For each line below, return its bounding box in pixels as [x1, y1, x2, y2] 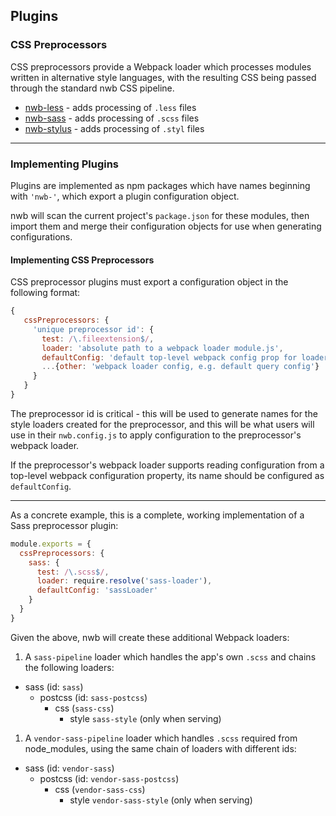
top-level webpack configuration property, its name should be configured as [10, 469, 325, 481]
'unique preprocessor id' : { [32, 324, 155, 334]
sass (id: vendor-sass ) [24, 762, 115, 774]
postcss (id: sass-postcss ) [39, 691, 148, 703]
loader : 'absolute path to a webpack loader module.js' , [41, 343, 284, 353]
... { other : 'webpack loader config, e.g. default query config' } [41, 362, 320, 372]
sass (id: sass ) [24, 680, 84, 693]
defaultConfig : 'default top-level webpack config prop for [41, 352, 298, 363]
